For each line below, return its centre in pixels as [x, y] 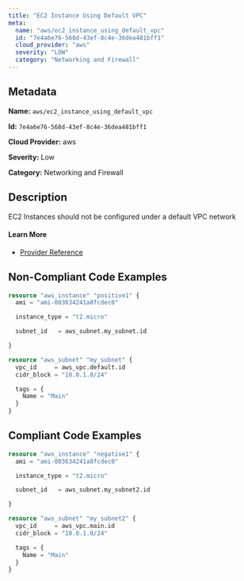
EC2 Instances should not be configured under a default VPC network [122, 216]
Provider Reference [51, 252]
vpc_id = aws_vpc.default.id [71, 367]
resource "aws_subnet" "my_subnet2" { [72, 519]
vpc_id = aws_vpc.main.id [65, 526]
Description [38, 198]
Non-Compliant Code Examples [88, 277]
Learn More [28, 235]
